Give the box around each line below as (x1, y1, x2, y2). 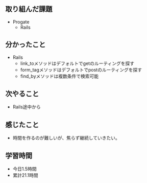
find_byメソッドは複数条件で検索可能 (20, 73, 99, 79)
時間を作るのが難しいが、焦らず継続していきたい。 (12, 135, 120, 141)
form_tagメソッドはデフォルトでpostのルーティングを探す (20, 66, 142, 73)
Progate (12, 18, 30, 25)
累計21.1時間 (12, 172, 38, 178)
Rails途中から (12, 104, 41, 110)
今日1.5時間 (12, 166, 37, 172)
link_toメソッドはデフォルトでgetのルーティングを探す (20, 60, 135, 66)
